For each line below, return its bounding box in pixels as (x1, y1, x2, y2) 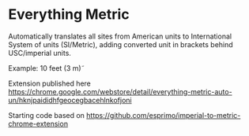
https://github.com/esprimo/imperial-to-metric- (86, 110, 241, 119)
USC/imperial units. (8, 48, 71, 57)
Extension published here (8, 79, 91, 88)
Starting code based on (8, 110, 85, 119)
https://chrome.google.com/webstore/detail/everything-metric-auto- (8, 86, 232, 96)
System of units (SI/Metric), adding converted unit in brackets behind (8, 39, 233, 49)
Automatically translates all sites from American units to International (8, 31, 232, 41)
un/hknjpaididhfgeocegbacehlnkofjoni (8, 95, 132, 105)
